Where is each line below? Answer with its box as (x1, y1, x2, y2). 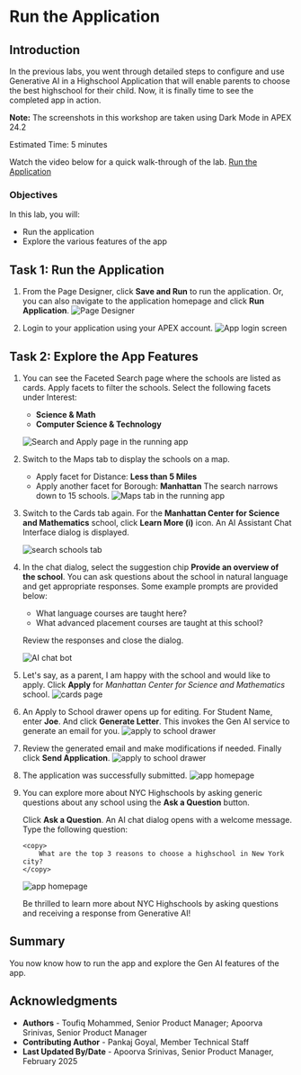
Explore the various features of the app (22, 236, 168, 247)
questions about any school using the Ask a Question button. (22, 797, 250, 808)
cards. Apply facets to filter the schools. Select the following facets (22, 382, 271, 393)
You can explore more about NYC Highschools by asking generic (22, 787, 263, 798)
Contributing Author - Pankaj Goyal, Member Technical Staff (22, 1036, 250, 1047)
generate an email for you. (22, 725, 120, 736)
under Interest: (22, 392, 78, 402)
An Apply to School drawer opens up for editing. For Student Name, (22, 706, 273, 717)
